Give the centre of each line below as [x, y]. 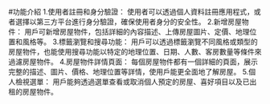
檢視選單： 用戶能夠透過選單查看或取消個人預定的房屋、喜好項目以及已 [132, 82]
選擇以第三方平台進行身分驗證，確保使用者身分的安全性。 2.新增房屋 [129, 22]
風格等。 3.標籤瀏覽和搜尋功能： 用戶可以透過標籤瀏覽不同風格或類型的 [140, 42]
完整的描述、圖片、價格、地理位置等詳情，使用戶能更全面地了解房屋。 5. [129, 72]
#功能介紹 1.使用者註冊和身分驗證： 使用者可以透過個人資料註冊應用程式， [131, 12]
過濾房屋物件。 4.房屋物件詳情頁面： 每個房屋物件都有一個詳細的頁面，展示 [133, 62]
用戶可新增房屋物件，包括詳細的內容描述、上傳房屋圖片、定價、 [129, 32]
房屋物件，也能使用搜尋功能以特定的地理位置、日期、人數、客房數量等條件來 [135, 52]
